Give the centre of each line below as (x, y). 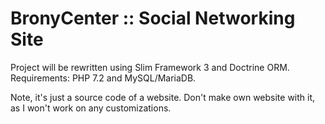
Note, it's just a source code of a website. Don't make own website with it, (163, 97)
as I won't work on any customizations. (91, 108)
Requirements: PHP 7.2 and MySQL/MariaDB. (103, 78)
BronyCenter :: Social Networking (153, 18)
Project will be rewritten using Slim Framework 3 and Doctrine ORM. (150, 67)
